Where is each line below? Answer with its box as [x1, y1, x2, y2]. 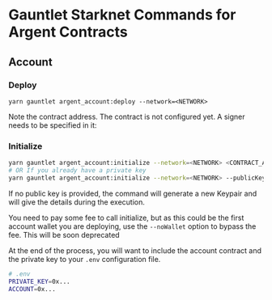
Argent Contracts [8, 23, 128, 41]
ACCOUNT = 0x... [8, 285, 57, 293]
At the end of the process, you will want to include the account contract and [8, 245, 261, 256]
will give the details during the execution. [8, 196, 146, 207]
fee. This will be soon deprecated [8, 230, 120, 239]
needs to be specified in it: [8, 120, 97, 130]
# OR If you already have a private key [8, 167, 147, 175]
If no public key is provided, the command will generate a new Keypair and [8, 188, 257, 198]
